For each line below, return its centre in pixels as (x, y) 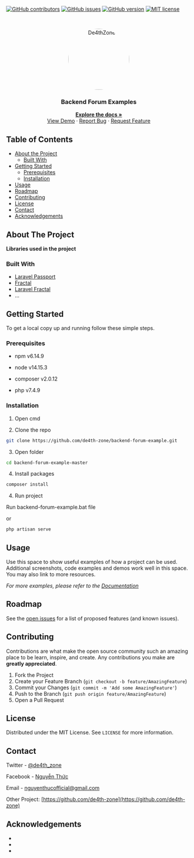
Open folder (29, 452)
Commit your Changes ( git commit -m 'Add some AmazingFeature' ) (96, 687)
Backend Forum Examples (99, 102)
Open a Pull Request (39, 700)
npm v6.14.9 (29, 356)
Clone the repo (33, 430)
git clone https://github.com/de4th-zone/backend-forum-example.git (92, 440)
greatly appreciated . (31, 663)
